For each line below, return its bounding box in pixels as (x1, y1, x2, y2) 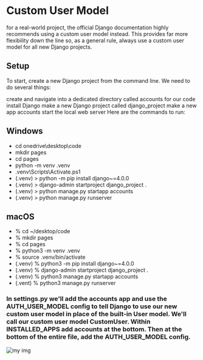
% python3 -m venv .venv (15, 247, 80, 255)
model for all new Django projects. (6, 43, 92, 51)
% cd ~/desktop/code (15, 228, 71, 235)
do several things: (6, 83, 51, 91)
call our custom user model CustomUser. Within (6, 317, 151, 326)
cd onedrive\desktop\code (15, 142, 82, 149)
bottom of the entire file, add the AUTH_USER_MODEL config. (6, 333, 191, 341)
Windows (6, 126, 43, 136)
